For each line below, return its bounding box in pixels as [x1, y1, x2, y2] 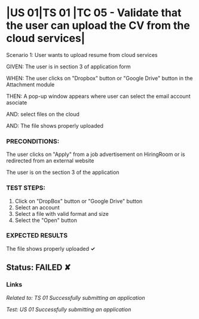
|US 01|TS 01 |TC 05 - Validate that [6, 6, 182, 20]
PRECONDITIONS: [6, 137, 60, 145]
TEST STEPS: [6, 183, 46, 192]
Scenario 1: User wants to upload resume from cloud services [6, 51, 158, 58]
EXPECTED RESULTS [6, 231, 68, 240]
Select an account [14, 204, 60, 211]
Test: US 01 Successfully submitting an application [6, 306, 131, 313]
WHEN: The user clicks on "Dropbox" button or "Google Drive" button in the [6, 74, 193, 82]
